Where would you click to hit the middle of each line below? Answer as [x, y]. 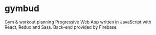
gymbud [22, 9]
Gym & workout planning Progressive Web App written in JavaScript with [78, 22]
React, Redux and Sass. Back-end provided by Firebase [61, 27]
